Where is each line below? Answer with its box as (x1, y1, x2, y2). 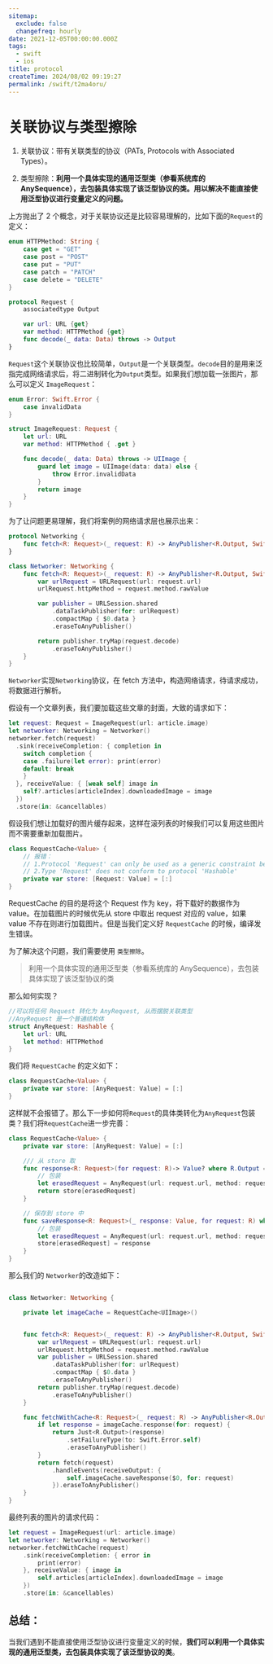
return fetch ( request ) (37, 1459, 115, 1467)
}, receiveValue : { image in (23, 1566, 122, 1574)
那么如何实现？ (8, 991, 58, 1001)
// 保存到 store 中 (23, 1209, 84, 1218)
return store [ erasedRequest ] (37, 1187, 136, 1196)
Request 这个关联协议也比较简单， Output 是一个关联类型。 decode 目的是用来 (8, 358, 256, 368)
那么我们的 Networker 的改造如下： (8, 1271, 122, 1280)
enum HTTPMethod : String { (8, 238, 100, 246)
